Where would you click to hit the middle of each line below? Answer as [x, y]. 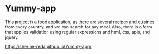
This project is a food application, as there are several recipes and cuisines [80, 22]
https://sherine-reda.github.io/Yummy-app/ [48, 46]
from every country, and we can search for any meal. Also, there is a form [79, 27]
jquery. [12, 37]
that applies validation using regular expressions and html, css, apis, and [78, 32]
